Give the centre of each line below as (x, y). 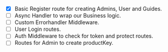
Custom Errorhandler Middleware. (57, 22)
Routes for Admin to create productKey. (64, 43)
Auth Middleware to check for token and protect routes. (84, 36)
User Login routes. (38, 29)
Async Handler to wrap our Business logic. (68, 16)
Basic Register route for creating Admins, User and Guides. (88, 9)
